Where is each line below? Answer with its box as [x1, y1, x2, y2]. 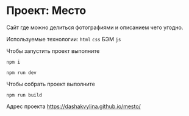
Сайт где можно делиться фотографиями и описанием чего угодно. [6, 24, 184, 31]
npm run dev [6, 69, 37, 76]
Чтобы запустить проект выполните [6, 47, 100, 55]
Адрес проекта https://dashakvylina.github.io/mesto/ [6, 103, 141, 110]
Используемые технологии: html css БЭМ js [6, 35, 121, 43]
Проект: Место [6, 4, 87, 18]
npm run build [6, 92, 43, 98]
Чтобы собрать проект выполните [6, 80, 96, 87]
